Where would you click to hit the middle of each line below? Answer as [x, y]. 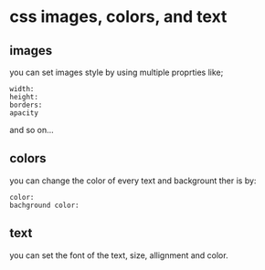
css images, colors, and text [118, 17]
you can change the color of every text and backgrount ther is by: [133, 181]
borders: [26, 105]
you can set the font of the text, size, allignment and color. [119, 255]
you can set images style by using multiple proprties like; [117, 72]
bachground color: [44, 205]
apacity [24, 113]
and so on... [32, 130]
